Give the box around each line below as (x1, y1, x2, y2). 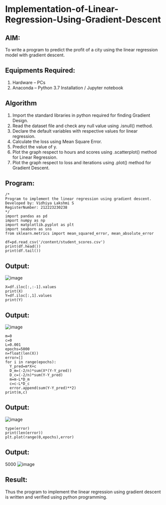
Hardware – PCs (12, 79, 46, 85)
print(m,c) (5, 390, 28, 395)
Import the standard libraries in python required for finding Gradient (12, 112, 150, 118)
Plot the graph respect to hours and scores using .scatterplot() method (12, 149, 157, 155)
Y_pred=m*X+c (9, 364, 37, 369)
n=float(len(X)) (5, 351, 39, 356)
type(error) (5, 426, 30, 431)
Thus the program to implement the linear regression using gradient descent (5, 489, 161, 495)
